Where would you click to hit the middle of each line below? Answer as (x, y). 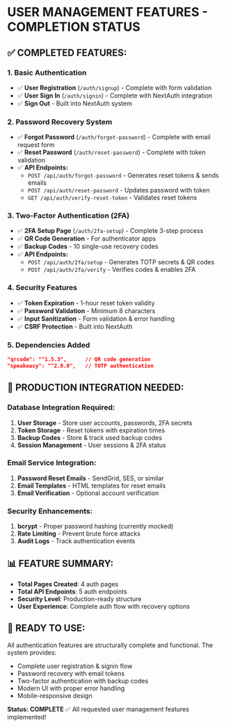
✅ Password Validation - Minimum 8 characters (86, 310)
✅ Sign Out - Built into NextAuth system (74, 103)
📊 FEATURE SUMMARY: (60, 564)
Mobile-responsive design (55, 695)
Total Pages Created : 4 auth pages (68, 584)
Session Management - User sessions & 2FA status (91, 445)
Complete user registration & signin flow (75, 666)
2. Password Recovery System (60, 121)
